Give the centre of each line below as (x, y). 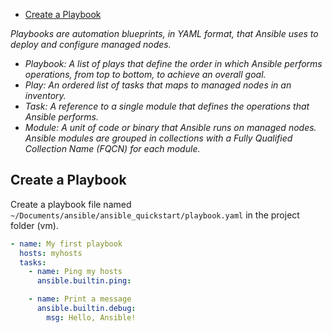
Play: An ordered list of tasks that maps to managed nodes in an (158, 85)
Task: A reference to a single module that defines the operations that (167, 106)
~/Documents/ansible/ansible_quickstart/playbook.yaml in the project (155, 215)
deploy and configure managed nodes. (91, 44)
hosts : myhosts (51, 253)
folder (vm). (34, 225)
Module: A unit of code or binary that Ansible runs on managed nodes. (170, 127)
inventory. (45, 95)
